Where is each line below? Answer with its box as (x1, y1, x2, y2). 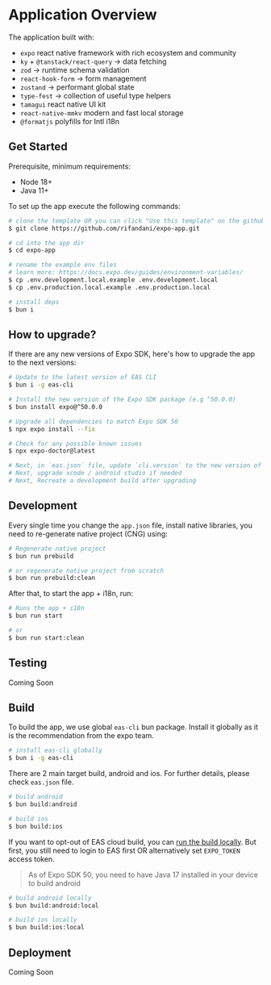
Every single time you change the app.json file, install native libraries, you (8, 520, 252, 530)
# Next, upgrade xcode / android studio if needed (8, 470, 182, 478)
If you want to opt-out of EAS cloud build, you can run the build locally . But (8, 837, 256, 846)
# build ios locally (8, 916, 78, 924)
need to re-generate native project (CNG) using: (8, 528, 168, 538)
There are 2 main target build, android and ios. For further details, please (8, 769, 250, 778)
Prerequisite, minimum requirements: (8, 161, 131, 171)
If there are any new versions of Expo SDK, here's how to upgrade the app (8, 349, 256, 359)
